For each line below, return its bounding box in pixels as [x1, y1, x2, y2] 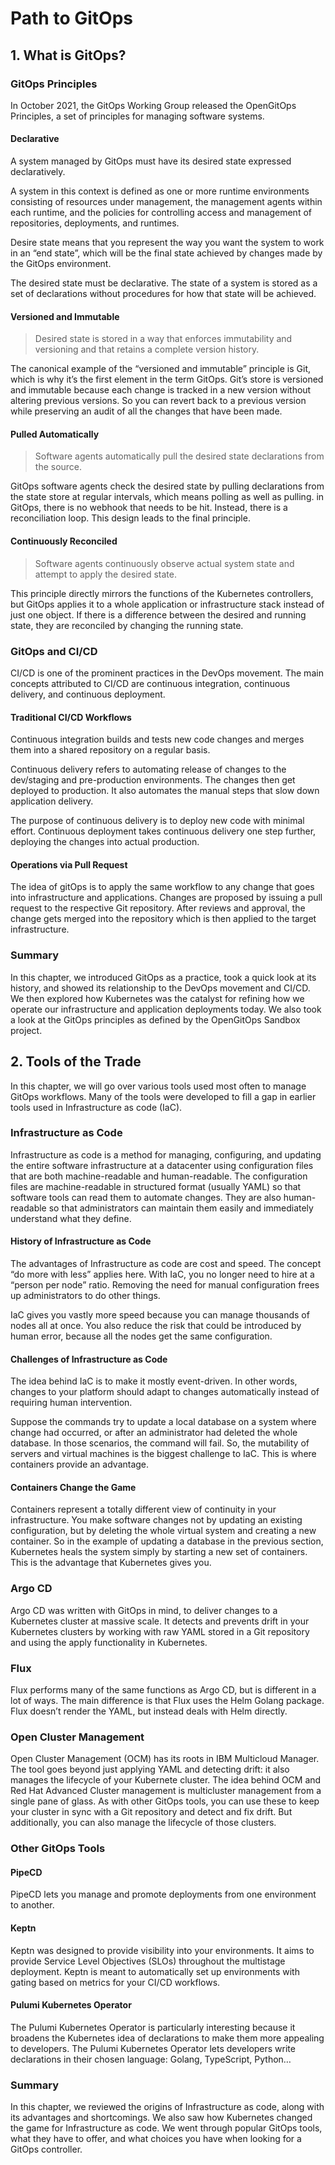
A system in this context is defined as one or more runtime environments [10, 185, 310, 197]
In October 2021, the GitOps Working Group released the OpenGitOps [10, 99, 297, 111]
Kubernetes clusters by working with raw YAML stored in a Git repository [10, 1625, 310, 1637]
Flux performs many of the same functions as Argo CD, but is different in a [10, 1684, 317, 1696]
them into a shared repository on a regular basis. [10, 744, 211, 756]
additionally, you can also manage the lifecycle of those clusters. [10, 1817, 277, 1829]
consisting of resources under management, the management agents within [10, 196, 323, 208]
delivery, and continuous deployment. [10, 688, 166, 700]
